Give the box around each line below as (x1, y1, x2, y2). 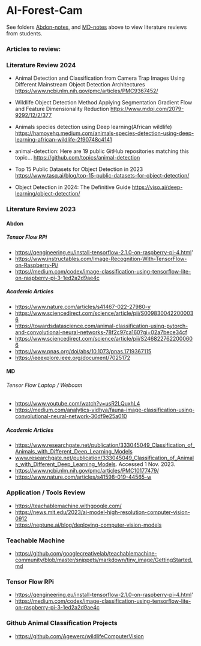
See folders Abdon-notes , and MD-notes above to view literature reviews (6, 23, 187, 31)
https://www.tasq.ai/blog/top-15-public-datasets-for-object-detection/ (14, 172, 190, 179)
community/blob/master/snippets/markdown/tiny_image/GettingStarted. (14, 556, 193, 563)
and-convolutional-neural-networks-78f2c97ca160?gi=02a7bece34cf (14, 328, 188, 336)
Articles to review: (6, 44, 61, 53)
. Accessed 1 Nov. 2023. (115, 461, 176, 468)
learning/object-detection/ (14, 190, 80, 197)
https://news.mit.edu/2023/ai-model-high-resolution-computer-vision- (14, 508, 190, 516)
